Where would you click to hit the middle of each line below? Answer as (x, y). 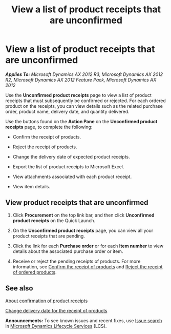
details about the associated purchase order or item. (68, 251)
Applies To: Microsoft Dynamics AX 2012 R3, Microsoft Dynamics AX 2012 (84, 74)
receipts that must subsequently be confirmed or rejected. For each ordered (86, 101)
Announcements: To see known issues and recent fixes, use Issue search (84, 320)
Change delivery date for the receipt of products (56, 310)
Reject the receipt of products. (45, 147)
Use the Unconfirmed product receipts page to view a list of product (79, 95)
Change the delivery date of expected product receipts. (71, 156)
